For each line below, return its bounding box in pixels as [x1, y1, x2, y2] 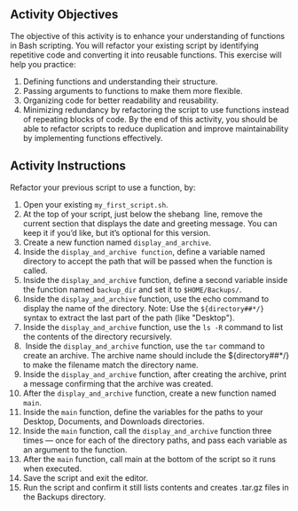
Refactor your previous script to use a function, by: [10, 182, 196, 193]
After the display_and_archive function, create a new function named [22, 388, 277, 398]
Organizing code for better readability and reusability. [22, 95, 219, 106]
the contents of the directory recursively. [22, 331, 172, 342]
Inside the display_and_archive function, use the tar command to [25, 341, 265, 351]
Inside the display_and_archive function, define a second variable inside [22, 274, 288, 285]
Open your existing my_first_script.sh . [22, 199, 169, 209]
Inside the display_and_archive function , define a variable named [22, 246, 265, 256]
